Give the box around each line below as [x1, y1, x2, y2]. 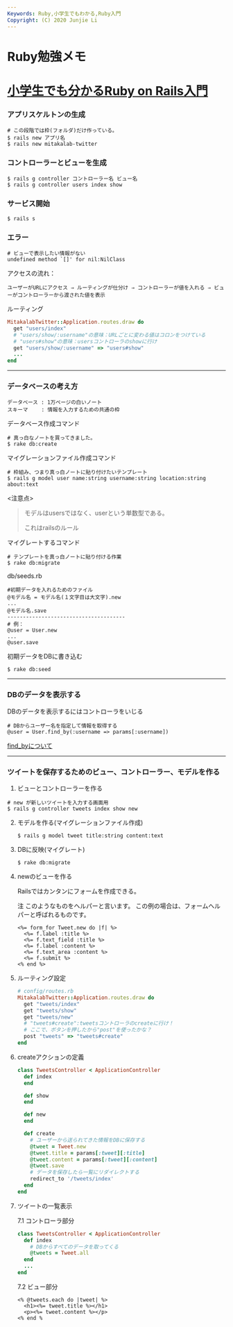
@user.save [7, 639, 39, 646]
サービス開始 [7, 199, 51, 208]
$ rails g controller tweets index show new [7, 805, 138, 813]
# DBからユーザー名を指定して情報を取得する [7, 722, 118, 730]
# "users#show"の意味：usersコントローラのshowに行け [13, 338, 157, 345]
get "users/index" [13, 324, 67, 332]
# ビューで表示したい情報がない [7, 250, 86, 257]
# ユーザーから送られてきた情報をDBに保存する [30, 1137, 146, 1144]
